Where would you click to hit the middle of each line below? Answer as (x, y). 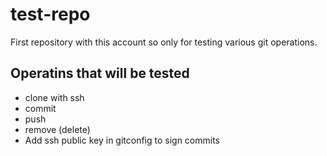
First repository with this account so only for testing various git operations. (164, 42)
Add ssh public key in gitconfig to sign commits (122, 140)
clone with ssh (54, 97)
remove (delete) (57, 129)
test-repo (50, 14)
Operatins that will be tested (100, 73)
